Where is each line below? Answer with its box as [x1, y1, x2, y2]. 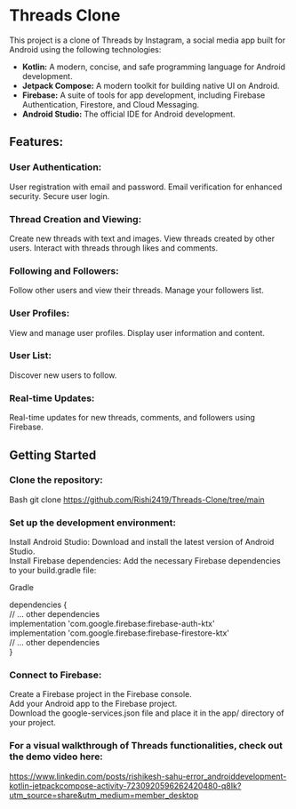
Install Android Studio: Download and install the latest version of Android [9, 537, 275, 548]
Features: [9, 134, 64, 149]
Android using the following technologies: [9, 44, 162, 54]
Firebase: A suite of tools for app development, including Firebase [21, 90, 266, 100]
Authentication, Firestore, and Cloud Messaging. [21, 99, 200, 109]
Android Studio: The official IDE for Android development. [21, 108, 236, 119]
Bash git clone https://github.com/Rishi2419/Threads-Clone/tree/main [9, 494, 265, 505]
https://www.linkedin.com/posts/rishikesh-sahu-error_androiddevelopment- [9, 771, 287, 781]
